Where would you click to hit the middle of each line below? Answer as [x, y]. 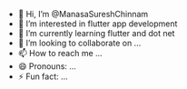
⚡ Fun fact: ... [43, 76]
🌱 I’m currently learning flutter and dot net [96, 33]
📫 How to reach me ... [60, 53]
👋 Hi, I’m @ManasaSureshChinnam [83, 14]
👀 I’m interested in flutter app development [98, 24]
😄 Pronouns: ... [47, 66]
